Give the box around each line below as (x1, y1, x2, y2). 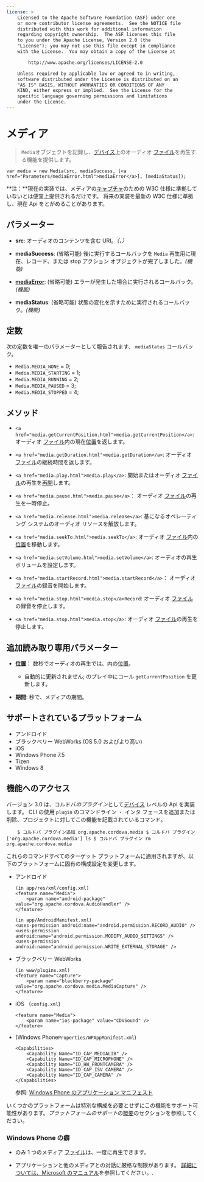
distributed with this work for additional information (17, 26, 163, 32)
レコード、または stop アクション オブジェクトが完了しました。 (26, 257, 186, 265)
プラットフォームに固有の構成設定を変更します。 (16, 860, 139, 867)
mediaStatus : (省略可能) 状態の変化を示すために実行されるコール (15, 298, 180, 306)
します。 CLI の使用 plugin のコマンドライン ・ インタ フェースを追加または (6, 808, 196, 815)
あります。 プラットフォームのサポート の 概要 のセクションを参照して (22, 1109, 192, 1116)
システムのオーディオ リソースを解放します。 (27, 520, 140, 527)
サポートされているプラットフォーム (6, 713, 142, 723)
